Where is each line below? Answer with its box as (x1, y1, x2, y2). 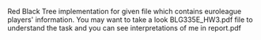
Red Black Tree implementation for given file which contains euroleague (7, 7, 242, 16)
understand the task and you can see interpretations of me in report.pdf (7, 24, 242, 32)
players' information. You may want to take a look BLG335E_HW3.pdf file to (7, 15, 254, 24)
